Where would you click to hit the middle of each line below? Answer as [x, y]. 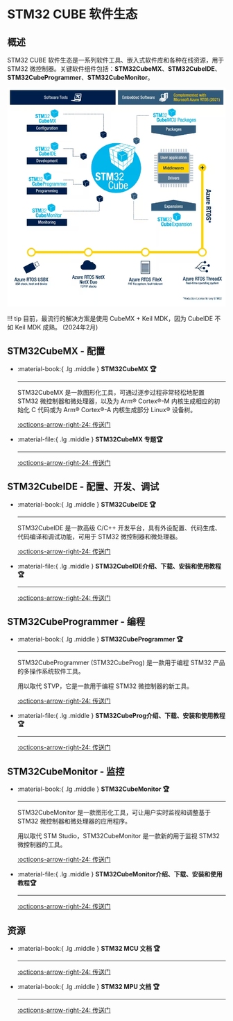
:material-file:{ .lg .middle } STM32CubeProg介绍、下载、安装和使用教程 [121, 716]
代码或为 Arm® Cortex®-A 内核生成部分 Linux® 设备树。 [117, 409]
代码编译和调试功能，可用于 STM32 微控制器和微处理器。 [99, 537]
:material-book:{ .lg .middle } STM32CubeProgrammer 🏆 [100, 639]
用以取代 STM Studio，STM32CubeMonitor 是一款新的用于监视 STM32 [118, 836]
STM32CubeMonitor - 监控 [66, 771]
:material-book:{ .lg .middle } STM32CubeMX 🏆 [87, 368]
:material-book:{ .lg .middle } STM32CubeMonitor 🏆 [93, 789]
